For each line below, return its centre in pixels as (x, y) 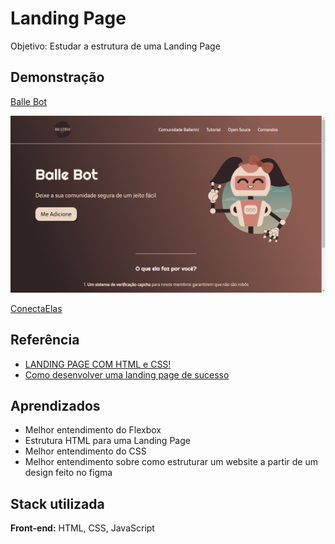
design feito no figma (68, 473)
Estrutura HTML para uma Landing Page (107, 441)
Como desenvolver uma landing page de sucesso (127, 374)
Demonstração (57, 77)
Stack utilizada (57, 503)
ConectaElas (36, 308)
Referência (45, 340)
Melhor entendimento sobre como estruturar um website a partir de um (171, 462)
